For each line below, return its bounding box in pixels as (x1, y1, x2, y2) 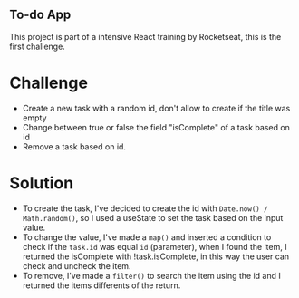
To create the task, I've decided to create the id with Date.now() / (22, 203, 269, 214)
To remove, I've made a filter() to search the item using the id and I (22, 270, 281, 281)
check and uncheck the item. (22, 260, 131, 271)
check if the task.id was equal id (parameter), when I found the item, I (22, 241, 287, 252)
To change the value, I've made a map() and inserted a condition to (22, 231, 272, 243)
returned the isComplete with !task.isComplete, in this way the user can (22, 251, 290, 262)
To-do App (9, 7, 72, 23)
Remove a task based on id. (22, 140, 127, 152)
